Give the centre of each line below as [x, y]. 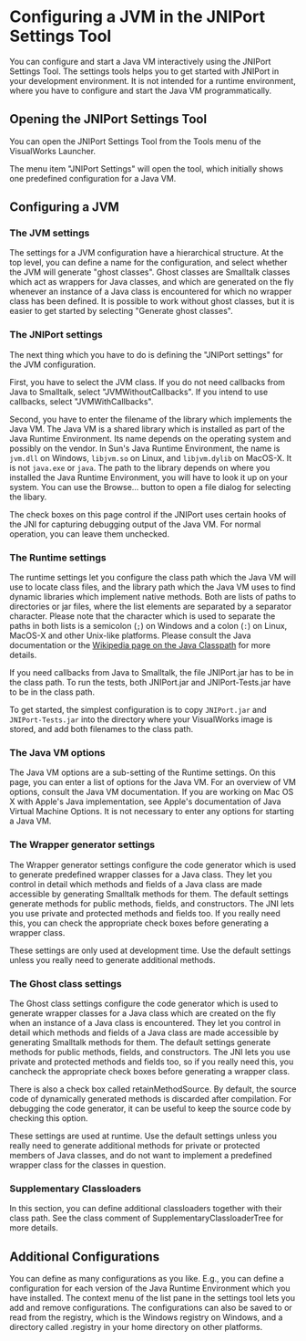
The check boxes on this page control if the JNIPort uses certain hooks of [148, 514]
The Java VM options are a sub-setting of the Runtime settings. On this [143, 772]
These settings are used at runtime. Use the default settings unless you [143, 1136]
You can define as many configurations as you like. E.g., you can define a [147, 1279]
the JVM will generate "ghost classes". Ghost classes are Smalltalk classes [150, 272]
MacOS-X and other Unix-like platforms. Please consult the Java [131, 635]
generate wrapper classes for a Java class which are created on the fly [143, 1013]
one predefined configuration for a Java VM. [93, 178]
